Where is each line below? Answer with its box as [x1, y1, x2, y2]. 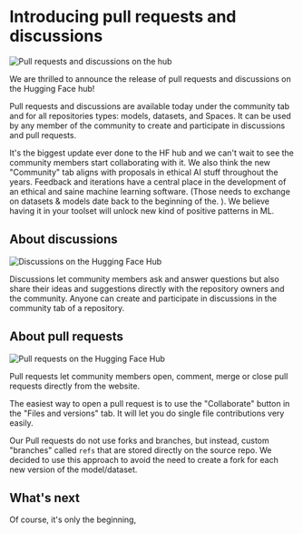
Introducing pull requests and [9, 6, 237, 27]
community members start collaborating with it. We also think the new [9, 156, 270, 167]
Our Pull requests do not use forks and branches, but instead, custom [9, 435, 269, 446]
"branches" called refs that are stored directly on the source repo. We [9, 444, 272, 456]
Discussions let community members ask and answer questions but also [9, 273, 279, 284]
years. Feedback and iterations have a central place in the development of [9, 176, 287, 187]
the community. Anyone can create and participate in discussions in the [9, 293, 278, 304]
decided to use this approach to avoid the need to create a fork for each [9, 454, 279, 465]
